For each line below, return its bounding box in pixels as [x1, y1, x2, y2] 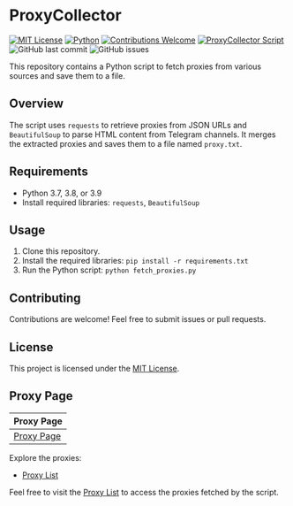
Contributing [9, 290, 81, 305]
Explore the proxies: [9, 452, 82, 463]
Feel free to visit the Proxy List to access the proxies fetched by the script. [9, 487, 280, 497]
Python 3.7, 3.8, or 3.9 [21, 188, 102, 198]
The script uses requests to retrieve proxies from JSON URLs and [9, 119, 247, 130]
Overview [9, 96, 64, 111]
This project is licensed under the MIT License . [9, 364, 180, 373]
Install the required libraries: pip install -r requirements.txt [21, 256, 249, 266]
